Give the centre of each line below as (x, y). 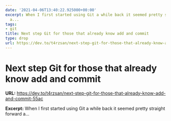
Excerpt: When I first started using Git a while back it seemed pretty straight (85, 108)
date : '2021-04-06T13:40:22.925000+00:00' (51, 10)
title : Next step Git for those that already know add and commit (77, 34)
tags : (11, 24)
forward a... (17, 114)
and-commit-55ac (24, 98)
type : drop (17, 39)
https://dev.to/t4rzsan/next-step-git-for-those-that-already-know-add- (91, 93)
